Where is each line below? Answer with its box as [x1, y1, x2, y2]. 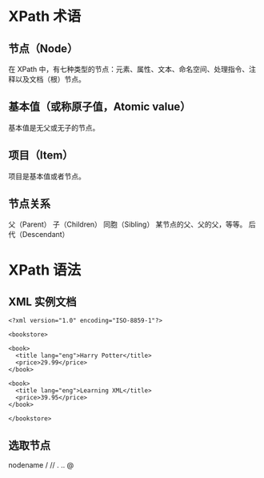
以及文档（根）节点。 [14, 74, 86, 84]
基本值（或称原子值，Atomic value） [8, 100, 191, 114]
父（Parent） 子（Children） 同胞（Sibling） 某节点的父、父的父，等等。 [8, 219, 247, 229]
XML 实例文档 [8, 295, 77, 309]
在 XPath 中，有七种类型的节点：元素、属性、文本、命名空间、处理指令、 [8, 65, 250, 74]
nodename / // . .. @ [8, 460, 74, 470]
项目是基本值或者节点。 [8, 171, 86, 181]
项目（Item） [8, 149, 74, 163]
